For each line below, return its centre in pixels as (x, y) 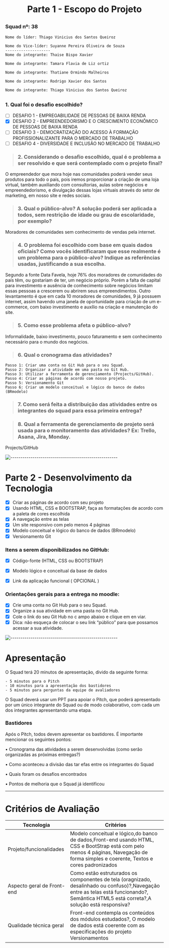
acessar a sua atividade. (38, 628)
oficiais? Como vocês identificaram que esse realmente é (89, 251)
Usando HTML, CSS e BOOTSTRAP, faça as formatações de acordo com (88, 508)
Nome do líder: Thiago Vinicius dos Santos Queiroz (60, 37)
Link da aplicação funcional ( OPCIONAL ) (56, 581)
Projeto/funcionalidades (36, 849)
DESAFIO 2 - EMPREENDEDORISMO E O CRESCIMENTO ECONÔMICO (85, 121)
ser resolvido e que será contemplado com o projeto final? (90, 163)
